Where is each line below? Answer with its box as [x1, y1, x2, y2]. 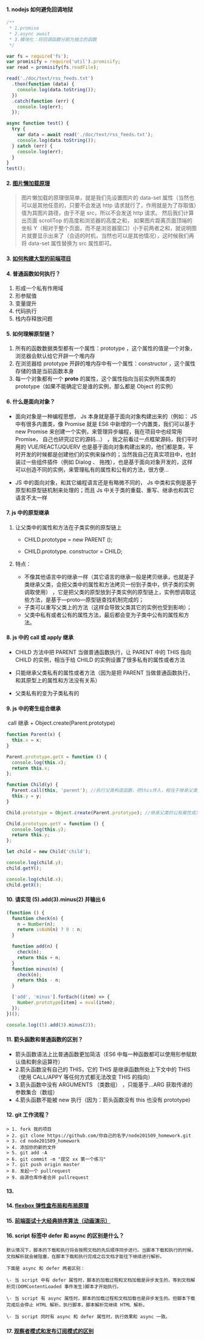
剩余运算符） [31, 1058, 64, 1065]
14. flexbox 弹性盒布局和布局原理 [6, 1202, 89, 1209]
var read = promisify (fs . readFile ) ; [6, 65, 99, 71]
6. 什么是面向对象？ [6, 398, 56, 405]
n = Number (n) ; [17, 921, 56, 927]
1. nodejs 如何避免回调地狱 [6, 5, 73, 13]
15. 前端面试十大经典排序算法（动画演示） [6, 1217, 110, 1224]
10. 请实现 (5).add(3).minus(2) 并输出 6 [6, 896, 106, 903]
